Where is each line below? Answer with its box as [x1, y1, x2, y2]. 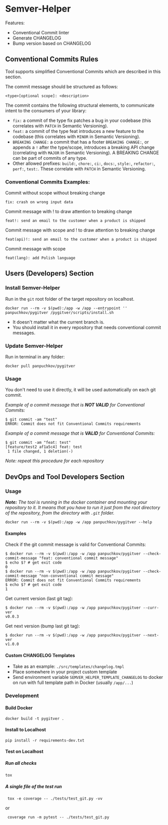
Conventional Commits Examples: [5, 178, 90, 185]
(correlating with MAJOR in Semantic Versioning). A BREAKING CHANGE [12, 150, 159, 156]
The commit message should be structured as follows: [5, 83, 119, 89]
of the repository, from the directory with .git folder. [5, 510, 115, 516]
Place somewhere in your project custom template [12, 669, 118, 675]
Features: [5, 20, 25, 26]
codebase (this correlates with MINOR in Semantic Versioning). [12, 133, 140, 140]
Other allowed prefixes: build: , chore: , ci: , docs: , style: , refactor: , [12, 160, 155, 166]
